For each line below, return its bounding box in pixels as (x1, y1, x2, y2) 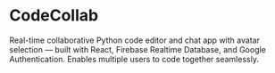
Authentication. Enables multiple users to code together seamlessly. (9, 53, 259, 64)
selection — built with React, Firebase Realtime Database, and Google (9, 44, 266, 54)
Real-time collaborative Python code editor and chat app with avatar (9, 35, 261, 45)
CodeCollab (9, 5, 99, 26)
